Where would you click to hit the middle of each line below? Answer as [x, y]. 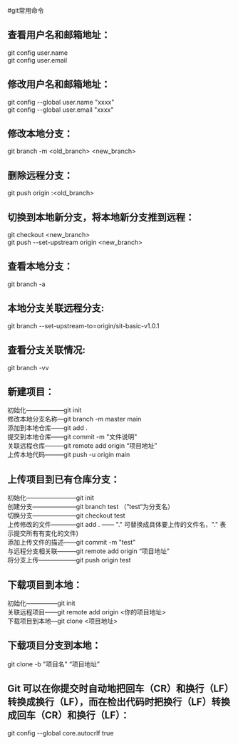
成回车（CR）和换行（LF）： [69, 715]
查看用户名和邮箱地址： [59, 35]
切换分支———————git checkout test [67, 515]
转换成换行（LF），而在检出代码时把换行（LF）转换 [119, 702]
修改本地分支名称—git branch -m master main [74, 419]
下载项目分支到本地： [54, 645]
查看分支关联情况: [47, 350]
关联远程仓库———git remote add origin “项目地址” [82, 446]
